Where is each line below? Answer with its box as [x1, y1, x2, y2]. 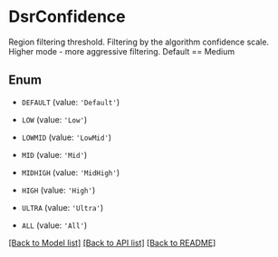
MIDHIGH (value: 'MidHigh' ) [21, 166, 120, 178]
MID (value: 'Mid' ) [21, 149, 88, 160]
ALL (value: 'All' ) [21, 220, 88, 231]
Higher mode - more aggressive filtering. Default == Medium [8, 45, 235, 56]
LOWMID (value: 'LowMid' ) [21, 132, 112, 143]
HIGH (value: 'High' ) [21, 184, 96, 195]
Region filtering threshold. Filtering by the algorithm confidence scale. [8, 36, 269, 47]
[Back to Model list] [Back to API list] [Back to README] [8, 237, 216, 248]
